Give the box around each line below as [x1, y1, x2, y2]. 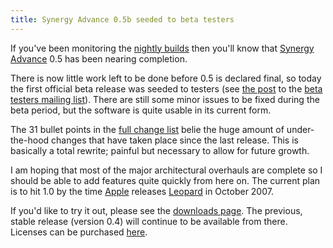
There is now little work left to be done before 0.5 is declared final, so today [10, 72, 322, 84]
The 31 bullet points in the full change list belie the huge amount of [10, 123, 285, 135]
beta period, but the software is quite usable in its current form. [10, 104, 272, 116]
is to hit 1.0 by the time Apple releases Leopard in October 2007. [10, 185, 274, 197]
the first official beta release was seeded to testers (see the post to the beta [10, 82, 323, 95]
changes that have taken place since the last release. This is [51, 134, 299, 146]
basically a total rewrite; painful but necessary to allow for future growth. [10, 144, 310, 156]
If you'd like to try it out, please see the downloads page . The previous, [10, 204, 303, 216]
